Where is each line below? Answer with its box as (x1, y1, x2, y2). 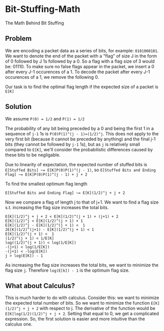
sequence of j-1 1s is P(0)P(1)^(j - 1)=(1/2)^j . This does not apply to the (5, 130, 159, 136)
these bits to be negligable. (5, 152, 61, 158)
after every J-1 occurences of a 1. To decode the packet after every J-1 (5, 69, 150, 75)
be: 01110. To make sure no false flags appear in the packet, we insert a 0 (5, 63, 155, 69)
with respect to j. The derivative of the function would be (39, 305, 156, 312)
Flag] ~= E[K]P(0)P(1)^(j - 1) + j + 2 (5, 172, 88, 177)
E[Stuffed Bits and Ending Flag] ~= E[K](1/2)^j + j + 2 (5, 190, 125, 195)
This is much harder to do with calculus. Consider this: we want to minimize (5, 295, 160, 301)
